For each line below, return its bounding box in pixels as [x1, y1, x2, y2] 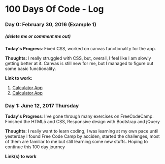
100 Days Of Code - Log [5, 3, 104, 15]
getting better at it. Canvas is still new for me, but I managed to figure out [5, 61, 154, 66]
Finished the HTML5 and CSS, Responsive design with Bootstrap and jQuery [5, 119, 160, 125]
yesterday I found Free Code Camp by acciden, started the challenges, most [5, 133, 160, 139]
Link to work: [5, 75, 33, 81]
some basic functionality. [5, 66, 56, 72]
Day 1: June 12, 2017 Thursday [5, 102, 79, 109]
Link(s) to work [5, 154, 37, 160]
